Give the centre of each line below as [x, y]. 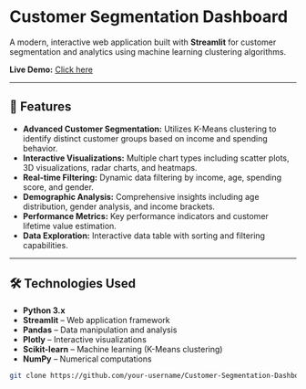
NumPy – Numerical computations [87, 359]
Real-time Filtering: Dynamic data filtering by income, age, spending [152, 177]
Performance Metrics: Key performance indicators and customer [145, 216]
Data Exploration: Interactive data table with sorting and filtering [144, 236]
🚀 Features [41, 107]
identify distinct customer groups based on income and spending [145, 138]
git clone [28, 375]
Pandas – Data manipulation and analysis [100, 330]
